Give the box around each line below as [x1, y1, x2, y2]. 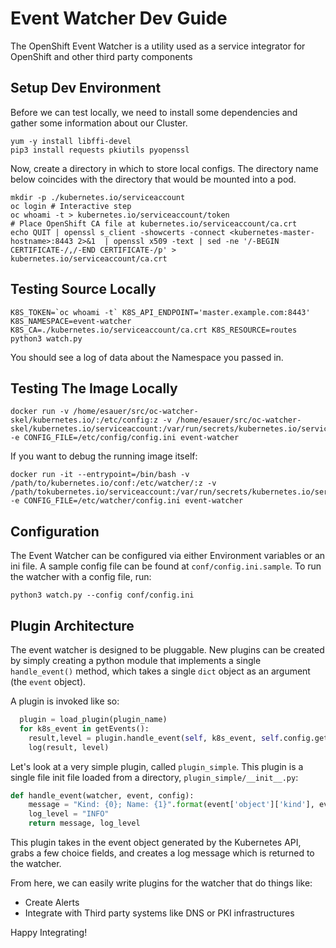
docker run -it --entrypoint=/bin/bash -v [10, 470, 190, 480]
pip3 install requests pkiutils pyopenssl [10, 145, 190, 155]
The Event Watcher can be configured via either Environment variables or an [10, 550, 326, 562]
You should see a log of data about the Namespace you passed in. [10, 351, 284, 363]
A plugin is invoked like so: [10, 695, 120, 707]
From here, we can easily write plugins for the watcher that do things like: [10, 877, 313, 889]
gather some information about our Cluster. [10, 117, 188, 129]
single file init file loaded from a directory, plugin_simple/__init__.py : [10, 771, 299, 783]
